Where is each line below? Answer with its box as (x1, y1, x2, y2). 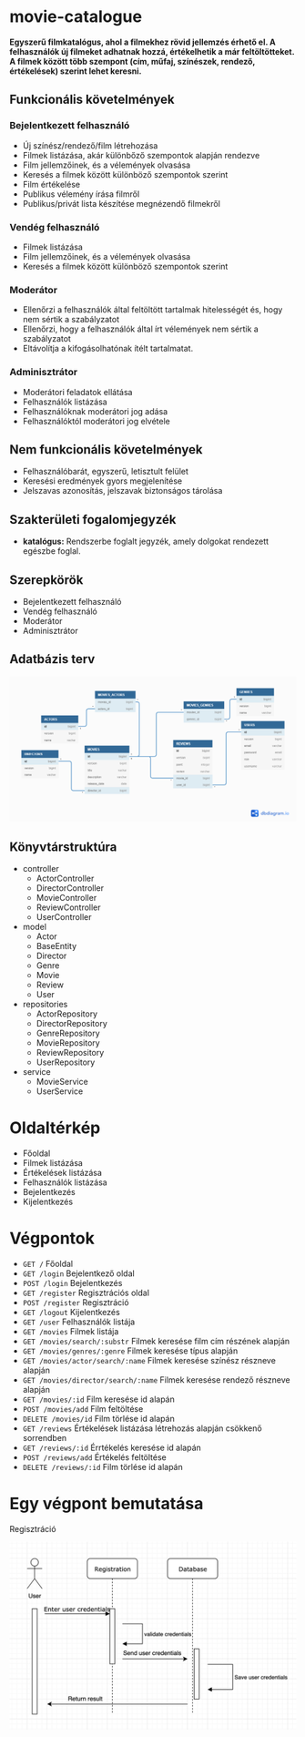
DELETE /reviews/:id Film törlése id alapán (22, 1461, 184, 1472)
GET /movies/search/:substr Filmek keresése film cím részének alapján (22, 1335, 290, 1346)
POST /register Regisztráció (22, 1296, 129, 1308)
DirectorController (36, 883, 105, 894)
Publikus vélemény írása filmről (22, 189, 140, 199)
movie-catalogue (9, 6, 143, 27)
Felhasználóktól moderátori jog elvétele (22, 415, 171, 426)
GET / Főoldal (22, 1258, 74, 1269)
